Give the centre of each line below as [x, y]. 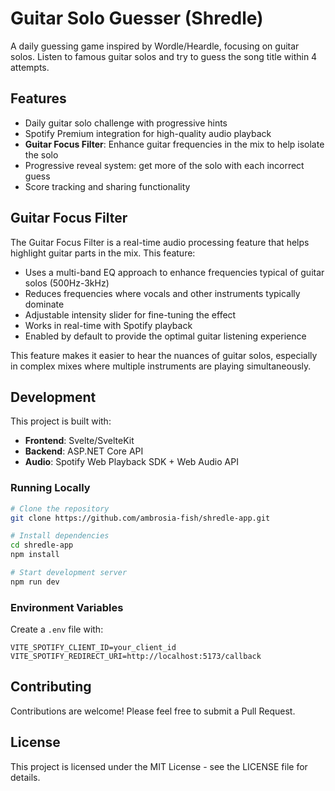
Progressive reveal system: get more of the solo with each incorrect [164, 165]
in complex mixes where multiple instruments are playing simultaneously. [161, 366]
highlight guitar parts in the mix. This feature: [103, 253]
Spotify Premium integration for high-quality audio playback [148, 133]
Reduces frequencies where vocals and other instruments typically [162, 293]
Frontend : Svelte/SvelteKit [79, 441]
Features [38, 98]
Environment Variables [67, 607]
